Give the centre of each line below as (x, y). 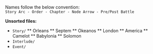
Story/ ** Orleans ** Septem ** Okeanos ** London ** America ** (80, 31)
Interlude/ (24, 42)
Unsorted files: (21, 21)
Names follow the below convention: (42, 7)
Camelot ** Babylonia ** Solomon (47, 36)
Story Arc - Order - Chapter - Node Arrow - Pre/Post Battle (70, 12)
